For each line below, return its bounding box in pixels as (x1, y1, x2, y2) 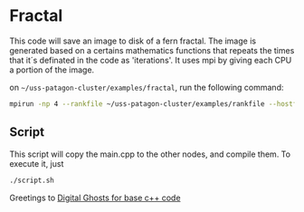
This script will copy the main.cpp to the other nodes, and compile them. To (9, 149, 291, 159)
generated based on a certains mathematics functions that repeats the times (9, 44, 295, 55)
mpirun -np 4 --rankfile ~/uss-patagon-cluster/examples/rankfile (9, 99, 265, 109)
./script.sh (9, 176, 54, 185)
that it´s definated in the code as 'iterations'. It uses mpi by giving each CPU (9, 54, 292, 65)
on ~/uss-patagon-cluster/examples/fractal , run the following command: (9, 82, 284, 92)
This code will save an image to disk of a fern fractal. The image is (9, 35, 256, 46)
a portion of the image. (9, 64, 95, 75)
